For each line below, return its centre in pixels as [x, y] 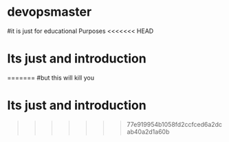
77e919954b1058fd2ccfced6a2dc [174, 124]
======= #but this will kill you [51, 78]
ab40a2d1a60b [148, 132]
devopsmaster [50, 12]
